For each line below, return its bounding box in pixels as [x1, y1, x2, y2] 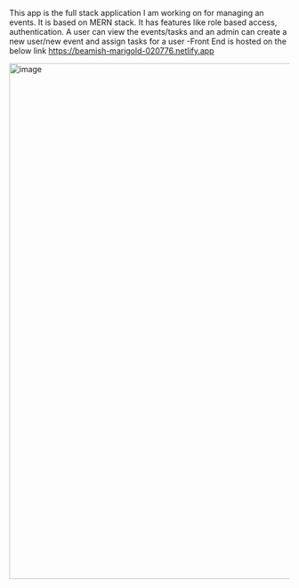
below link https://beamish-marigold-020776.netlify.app [9, 46, 215, 56]
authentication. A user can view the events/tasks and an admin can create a [9, 27, 287, 37]
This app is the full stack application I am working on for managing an [9, 8, 264, 18]
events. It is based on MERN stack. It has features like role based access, [9, 17, 278, 28]
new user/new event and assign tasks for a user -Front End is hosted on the [9, 36, 287, 46]
